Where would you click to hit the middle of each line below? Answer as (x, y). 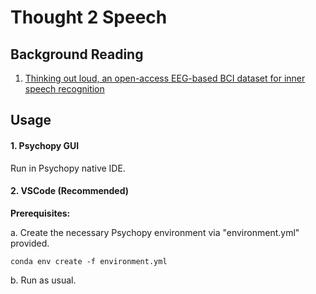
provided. (30, 243)
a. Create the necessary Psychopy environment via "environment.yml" (155, 232)
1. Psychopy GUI (45, 145)
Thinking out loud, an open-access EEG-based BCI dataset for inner (165, 78)
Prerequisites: (40, 213)
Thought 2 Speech (89, 17)
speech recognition (64, 89)
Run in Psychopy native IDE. (68, 168)
